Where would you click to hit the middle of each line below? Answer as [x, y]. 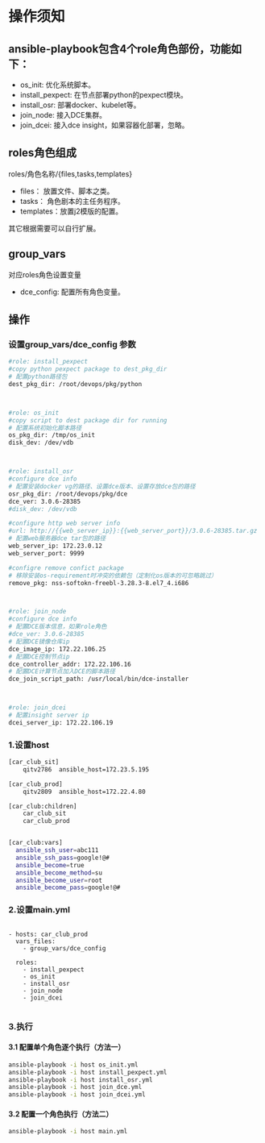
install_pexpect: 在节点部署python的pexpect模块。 [104, 95]
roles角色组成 [42, 153]
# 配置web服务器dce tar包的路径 [57, 538]
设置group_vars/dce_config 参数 [72, 344]
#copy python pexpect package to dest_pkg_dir [88, 369]
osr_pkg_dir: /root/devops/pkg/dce [68, 494]
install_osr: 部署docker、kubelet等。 [80, 105]
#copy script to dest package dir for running [88, 420]
